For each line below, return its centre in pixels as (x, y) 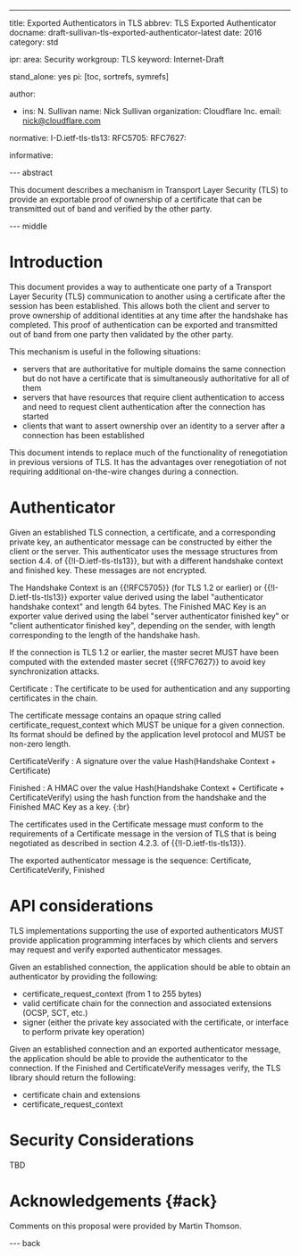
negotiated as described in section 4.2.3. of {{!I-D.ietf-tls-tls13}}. (128, 843)
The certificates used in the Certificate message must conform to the (136, 824)
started (35, 416)
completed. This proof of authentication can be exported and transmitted (144, 324)
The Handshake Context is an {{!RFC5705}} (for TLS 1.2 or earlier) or (136, 587)
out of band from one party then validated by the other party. (121, 334)
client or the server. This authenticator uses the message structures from (144, 551)
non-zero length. (40, 744)
